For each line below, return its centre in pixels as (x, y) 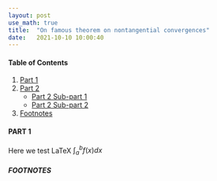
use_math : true (33, 23)
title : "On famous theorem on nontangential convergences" (109, 30)
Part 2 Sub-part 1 (59, 97)
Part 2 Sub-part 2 (60, 105)
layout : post (30, 15)
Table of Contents (38, 62)
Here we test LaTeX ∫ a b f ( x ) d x (55, 151)
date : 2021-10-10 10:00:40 (56, 37)
